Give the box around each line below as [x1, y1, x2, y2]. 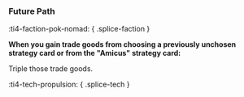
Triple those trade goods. [8, 64, 94, 74]
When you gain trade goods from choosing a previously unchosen [8, 40, 237, 49]
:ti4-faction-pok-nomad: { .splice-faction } [8, 24, 150, 34]
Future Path [8, 6, 55, 17]
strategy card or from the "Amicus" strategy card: [8, 48, 181, 58]
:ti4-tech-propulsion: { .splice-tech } [8, 79, 130, 90]
